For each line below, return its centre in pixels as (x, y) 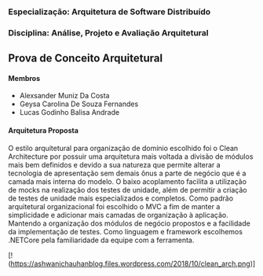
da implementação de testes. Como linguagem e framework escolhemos (126, 231)
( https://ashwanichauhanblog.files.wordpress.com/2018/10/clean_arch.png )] (132, 263)
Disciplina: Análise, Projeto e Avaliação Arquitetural (108, 32)
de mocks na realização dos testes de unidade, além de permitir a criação (128, 190)
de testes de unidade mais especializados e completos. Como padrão (121, 198)
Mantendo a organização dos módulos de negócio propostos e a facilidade (130, 223)
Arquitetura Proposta (43, 131)
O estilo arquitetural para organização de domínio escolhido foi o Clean (123, 148)
